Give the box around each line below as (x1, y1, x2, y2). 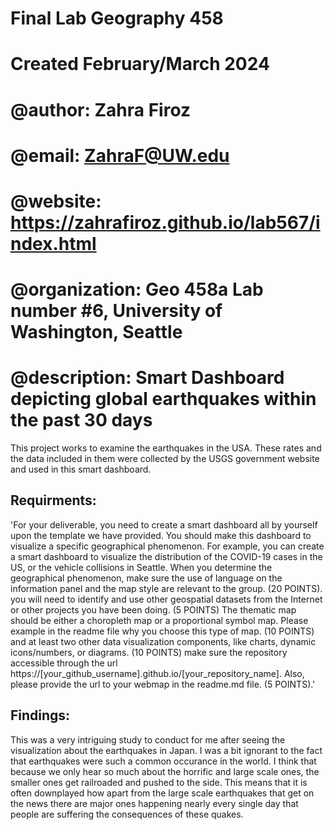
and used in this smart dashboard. (10, 463, 152, 476)
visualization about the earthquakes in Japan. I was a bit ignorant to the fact (10, 744, 323, 756)
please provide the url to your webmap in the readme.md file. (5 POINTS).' (10, 678, 316, 690)
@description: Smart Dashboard (10, 367, 285, 389)
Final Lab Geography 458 (10, 7, 224, 30)
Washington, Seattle (10, 321, 183, 344)
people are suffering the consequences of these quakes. (10, 808, 244, 820)
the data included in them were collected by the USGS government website (10, 453, 320, 465)
